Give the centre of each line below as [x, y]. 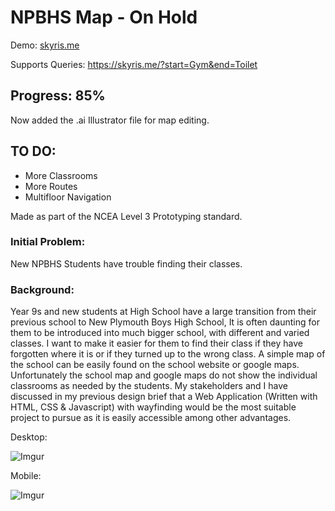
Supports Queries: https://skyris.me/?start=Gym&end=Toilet [134, 64]
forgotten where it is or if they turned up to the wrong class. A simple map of [168, 354]
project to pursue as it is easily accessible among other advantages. [151, 418]
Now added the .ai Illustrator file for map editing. [110, 120]
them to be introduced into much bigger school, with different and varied [160, 333]
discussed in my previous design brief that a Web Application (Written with [164, 397]
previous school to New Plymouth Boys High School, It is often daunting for [165, 322]
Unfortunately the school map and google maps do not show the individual [164, 375]
